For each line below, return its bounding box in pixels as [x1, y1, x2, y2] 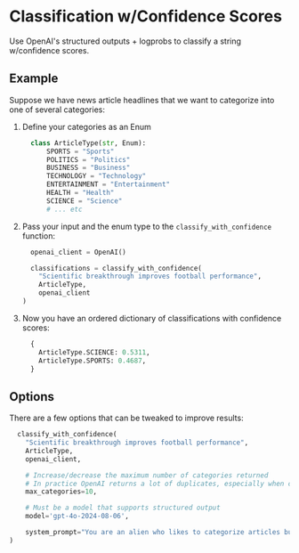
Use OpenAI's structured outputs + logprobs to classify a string [9, 36, 242, 46]
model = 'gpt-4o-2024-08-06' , [25, 512, 129, 521]
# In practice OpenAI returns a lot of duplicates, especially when [25, 479, 285, 488]
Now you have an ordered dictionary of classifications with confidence [21, 313, 282, 323]
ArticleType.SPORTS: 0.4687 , [38, 356, 147, 365]
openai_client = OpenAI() [30, 248, 126, 256]
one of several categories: [9, 104, 105, 115]
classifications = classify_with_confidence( [30, 264, 202, 272]
